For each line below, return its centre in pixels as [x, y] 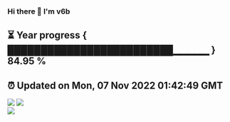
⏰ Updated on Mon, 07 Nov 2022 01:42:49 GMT [115, 85]
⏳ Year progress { [47, 35]
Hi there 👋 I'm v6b [39, 11]
